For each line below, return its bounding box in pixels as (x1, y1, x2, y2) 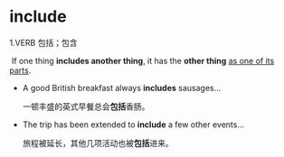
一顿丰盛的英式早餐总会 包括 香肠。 (22, 101, 150, 112)
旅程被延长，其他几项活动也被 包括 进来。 (22, 137, 174, 148)
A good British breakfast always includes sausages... (22, 82, 222, 93)
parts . (9, 65, 32, 76)
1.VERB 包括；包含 (9, 37, 78, 48)
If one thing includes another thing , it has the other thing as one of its (11, 55, 275, 66)
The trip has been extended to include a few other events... (22, 119, 245, 130)
